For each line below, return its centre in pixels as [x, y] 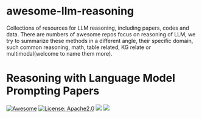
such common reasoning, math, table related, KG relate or [78, 47]
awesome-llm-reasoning [70, 11]
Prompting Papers [53, 91]
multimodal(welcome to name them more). [59, 53]
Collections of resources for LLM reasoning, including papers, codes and [98, 28]
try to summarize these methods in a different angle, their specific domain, [100, 41]
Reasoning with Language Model [91, 78]
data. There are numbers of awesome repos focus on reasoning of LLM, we [101, 34]
